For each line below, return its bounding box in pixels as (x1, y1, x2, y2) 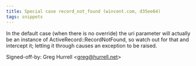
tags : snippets (6, 14, 43, 20)
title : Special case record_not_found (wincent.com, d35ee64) (6, 8, 161, 14)
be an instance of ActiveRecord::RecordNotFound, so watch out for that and (6, 36, 189, 43)
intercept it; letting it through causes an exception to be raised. (6, 42, 157, 49)
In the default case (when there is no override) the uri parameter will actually (6, 30, 191, 36)
